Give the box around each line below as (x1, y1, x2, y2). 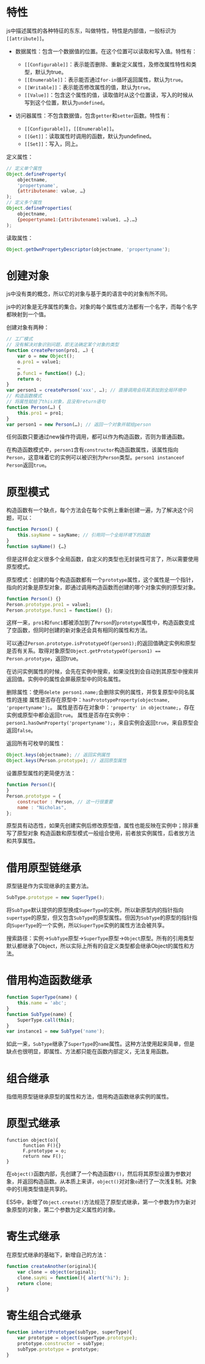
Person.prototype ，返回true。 (6, 655, 82, 662)
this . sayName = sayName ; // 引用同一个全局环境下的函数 (17, 532, 151, 538)
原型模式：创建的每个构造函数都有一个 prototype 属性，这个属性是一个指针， (6, 576, 197, 583)
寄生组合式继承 (6, 1308, 82, 1322)
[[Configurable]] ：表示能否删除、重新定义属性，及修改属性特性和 (24, 61, 192, 68)
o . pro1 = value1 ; (17, 358, 62, 365)
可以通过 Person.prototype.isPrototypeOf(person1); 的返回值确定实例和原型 (6, 640, 196, 647)
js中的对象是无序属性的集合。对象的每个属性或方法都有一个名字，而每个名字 (6, 303, 198, 311)
